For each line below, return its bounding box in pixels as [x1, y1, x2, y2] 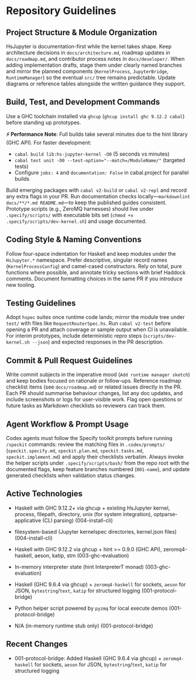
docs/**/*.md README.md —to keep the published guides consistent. [6, 199, 167, 206]
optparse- [153, 510, 178, 517]
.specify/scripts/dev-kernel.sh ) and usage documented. [6, 218, 147, 225]
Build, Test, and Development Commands [6, 97, 160, 107]
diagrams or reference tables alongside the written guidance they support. [6, 80, 185, 87]
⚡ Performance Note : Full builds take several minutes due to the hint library [6, 130, 188, 138]
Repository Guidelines [6, 4, 116, 18]
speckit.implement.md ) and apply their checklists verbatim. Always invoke [6, 454, 184, 461]
